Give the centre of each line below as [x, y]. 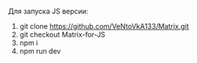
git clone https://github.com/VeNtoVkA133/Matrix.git [104, 26]
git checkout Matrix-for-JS [62, 35]
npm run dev [40, 51]
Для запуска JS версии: [48, 11]
